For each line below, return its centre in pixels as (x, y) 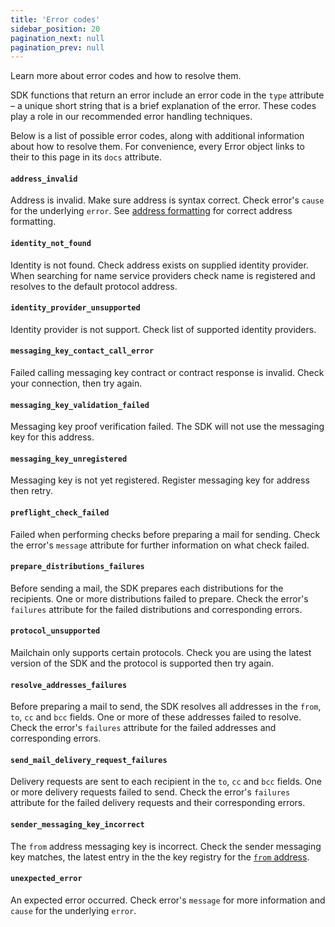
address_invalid (44, 179)
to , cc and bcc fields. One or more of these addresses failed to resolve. (156, 717)
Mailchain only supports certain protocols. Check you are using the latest (161, 653)
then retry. (31, 491)
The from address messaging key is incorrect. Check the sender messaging (166, 846)
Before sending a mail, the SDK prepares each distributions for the (147, 588)
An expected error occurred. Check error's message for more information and (168, 900)
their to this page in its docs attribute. (86, 157)
